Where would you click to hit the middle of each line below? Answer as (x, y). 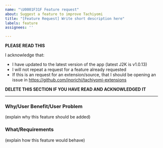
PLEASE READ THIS (25, 46)
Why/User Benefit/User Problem (44, 106)
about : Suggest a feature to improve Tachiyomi (54, 14)
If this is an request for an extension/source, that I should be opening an (84, 75)
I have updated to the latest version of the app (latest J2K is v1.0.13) (80, 65)
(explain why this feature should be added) (48, 117)
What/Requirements (30, 130)
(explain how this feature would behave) (45, 140)
